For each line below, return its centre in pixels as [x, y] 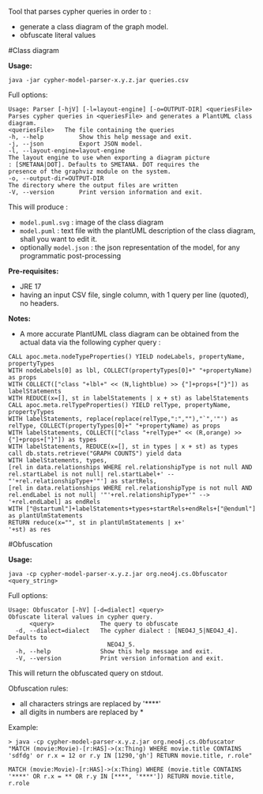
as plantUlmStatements [45, 516]
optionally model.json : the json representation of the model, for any [130, 247]
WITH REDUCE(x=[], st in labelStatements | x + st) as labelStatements [128, 398]
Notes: [20, 318]
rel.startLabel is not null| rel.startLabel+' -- [92, 474]
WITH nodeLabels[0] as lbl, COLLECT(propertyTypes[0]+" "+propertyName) [130, 371]
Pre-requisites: [34, 271]
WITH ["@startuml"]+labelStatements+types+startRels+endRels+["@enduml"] [132, 509]
